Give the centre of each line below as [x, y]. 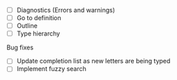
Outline [27, 26]
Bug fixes [20, 47]
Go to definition [39, 18]
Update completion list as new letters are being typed [93, 61]
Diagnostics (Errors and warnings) [66, 10]
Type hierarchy [38, 33]
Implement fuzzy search [51, 69]
